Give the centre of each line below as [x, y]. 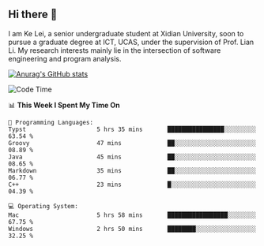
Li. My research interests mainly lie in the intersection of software [115, 50]
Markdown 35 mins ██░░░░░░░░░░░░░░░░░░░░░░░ [132, 170]
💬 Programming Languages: [51, 122]
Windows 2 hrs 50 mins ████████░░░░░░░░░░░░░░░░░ [132, 229]
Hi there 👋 [33, 15]
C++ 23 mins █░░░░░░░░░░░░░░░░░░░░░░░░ [132, 184]
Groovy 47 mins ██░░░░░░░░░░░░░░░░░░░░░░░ [132, 143]
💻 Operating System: [43, 206]
